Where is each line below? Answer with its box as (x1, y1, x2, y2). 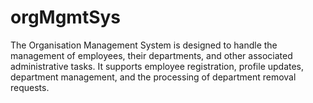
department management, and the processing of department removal (10, 71, 297, 83)
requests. (10, 81, 50, 93)
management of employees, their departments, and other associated (10, 49, 293, 61)
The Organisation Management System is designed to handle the (10, 39, 278, 51)
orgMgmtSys (10, 6, 122, 29)
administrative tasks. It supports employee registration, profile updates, (10, 60, 305, 72)
